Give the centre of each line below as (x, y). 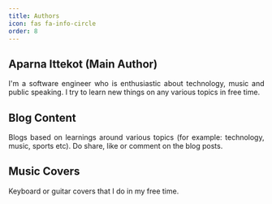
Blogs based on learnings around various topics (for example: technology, (136, 137)
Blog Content (42, 117)
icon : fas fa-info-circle (52, 24)
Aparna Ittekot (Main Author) (83, 64)
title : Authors (34, 16)
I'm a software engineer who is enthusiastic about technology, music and (136, 84)
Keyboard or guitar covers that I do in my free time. (94, 191)
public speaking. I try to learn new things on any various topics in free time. (134, 92)
